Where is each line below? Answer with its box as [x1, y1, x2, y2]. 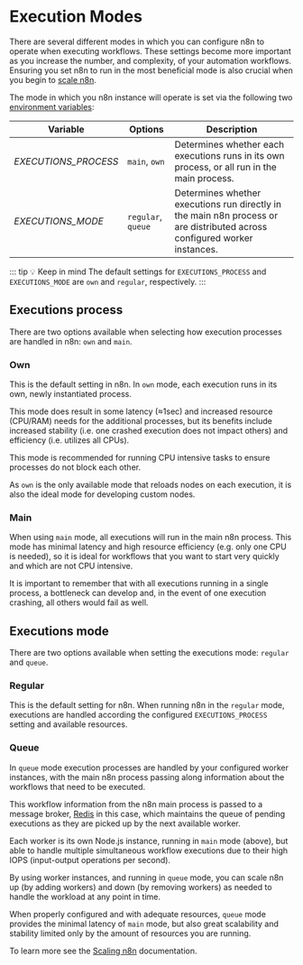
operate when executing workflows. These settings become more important [9, 45, 291, 56]
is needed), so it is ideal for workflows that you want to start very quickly [9, 551, 280, 562]
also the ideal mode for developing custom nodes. [9, 489, 196, 500]
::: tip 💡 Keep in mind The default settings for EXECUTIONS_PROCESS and [9, 266, 267, 277]
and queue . [9, 657, 49, 668]
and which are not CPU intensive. [9, 561, 133, 572]
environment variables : [9, 101, 95, 112]
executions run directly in [174, 198, 282, 210]
